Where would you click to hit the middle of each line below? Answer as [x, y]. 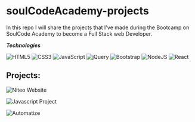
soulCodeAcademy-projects [78, 11]
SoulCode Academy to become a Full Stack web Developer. [79, 33]
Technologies [23, 45]
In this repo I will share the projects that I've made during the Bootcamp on [98, 27]
